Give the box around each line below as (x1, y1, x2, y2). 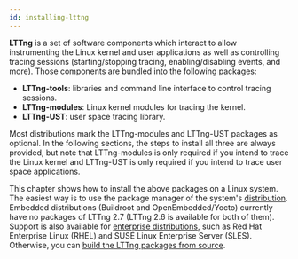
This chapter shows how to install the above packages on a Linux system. (9, 183, 278, 193)
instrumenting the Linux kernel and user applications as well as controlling (9, 46, 280, 58)
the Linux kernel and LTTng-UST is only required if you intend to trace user (9, 156, 283, 167)
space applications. (9, 166, 81, 177)
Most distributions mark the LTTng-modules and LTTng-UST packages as (9, 128, 278, 138)
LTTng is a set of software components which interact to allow (9, 37, 238, 48)
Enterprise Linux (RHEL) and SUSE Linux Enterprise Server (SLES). (9, 230, 253, 240)
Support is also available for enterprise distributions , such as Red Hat (9, 221, 263, 232)
